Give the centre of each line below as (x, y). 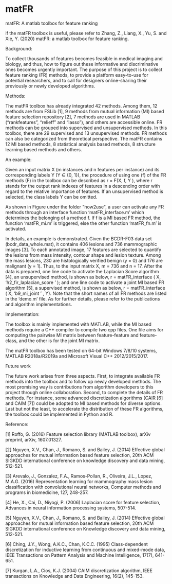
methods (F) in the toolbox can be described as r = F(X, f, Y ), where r (79, 180)
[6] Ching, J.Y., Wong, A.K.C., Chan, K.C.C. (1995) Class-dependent (77, 544)
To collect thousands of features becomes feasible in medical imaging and (84, 58)
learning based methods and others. (44, 149)
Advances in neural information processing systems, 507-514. (71, 508)
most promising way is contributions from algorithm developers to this (79, 387)
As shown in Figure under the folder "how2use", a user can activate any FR (85, 207)
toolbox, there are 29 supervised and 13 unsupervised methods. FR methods (86, 133)
